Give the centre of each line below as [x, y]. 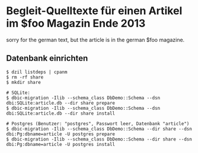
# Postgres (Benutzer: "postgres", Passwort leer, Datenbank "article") [98, 123]
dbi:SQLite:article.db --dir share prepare [61, 103]
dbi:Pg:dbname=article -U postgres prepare [61, 134]
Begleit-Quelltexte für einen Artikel [94, 11]
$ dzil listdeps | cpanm [37, 72]
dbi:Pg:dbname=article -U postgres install [61, 144]
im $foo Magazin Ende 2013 [76, 23]
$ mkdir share [24, 82]
